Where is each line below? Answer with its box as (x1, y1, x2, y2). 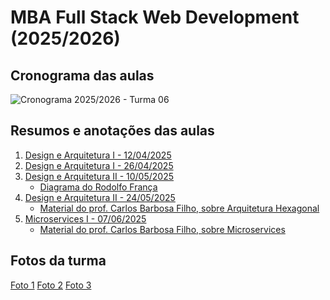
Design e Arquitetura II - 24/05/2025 (24, 191, 176, 203)
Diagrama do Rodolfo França (39, 181, 158, 193)
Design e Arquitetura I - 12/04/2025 (24, 149, 172, 161)
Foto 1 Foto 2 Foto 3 (10, 279, 92, 291)
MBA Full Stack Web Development (10, 6, 300, 29)
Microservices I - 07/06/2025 (24, 212, 147, 225)
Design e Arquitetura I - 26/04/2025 (24, 159, 174, 171)
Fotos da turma (10, 252, 107, 270)
